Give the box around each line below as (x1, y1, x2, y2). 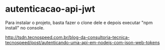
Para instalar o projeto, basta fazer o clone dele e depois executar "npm (5, 20, 153, 25)
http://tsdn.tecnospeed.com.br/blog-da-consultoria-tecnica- (5, 34, 130, 40)
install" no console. (5, 25, 45, 30)
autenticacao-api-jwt (5, 3, 96, 15)
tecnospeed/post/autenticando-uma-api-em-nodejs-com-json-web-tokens (5, 39, 160, 45)
